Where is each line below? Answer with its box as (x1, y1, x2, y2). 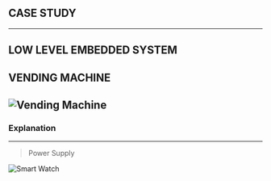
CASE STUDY (8, 6, 77, 20)
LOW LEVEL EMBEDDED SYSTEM (8, 44, 177, 57)
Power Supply (27, 149, 75, 158)
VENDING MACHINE (8, 70, 111, 84)
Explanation (8, 122, 56, 133)
